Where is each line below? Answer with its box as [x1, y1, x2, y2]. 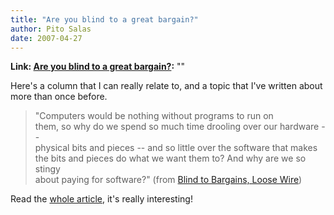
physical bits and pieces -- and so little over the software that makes [34, 142, 318, 154]
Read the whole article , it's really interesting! [10, 193, 193, 205]
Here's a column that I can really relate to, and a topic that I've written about [10, 80, 323, 92]
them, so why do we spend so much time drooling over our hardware [34, 121, 320, 133]
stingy [34, 163, 61, 175]
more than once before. [10, 91, 108, 103]
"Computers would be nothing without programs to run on [34, 110, 274, 122]
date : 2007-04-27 [10, 33, 83, 43]
